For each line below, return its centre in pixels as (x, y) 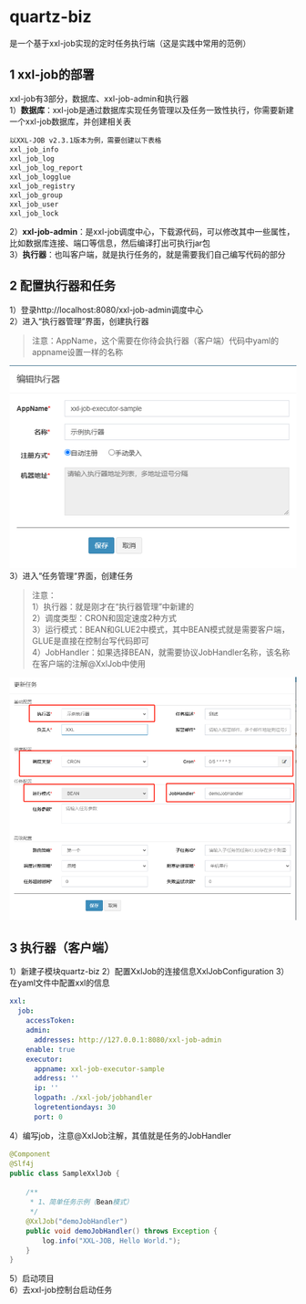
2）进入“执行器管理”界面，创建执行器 (79, 321)
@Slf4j (22, 1163)
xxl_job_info (34, 149)
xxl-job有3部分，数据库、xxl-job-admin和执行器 (99, 99)
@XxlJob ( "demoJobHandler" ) (77, 1221)
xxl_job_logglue (40, 177)
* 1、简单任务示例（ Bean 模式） (82, 1203)
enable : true (51, 1049)
